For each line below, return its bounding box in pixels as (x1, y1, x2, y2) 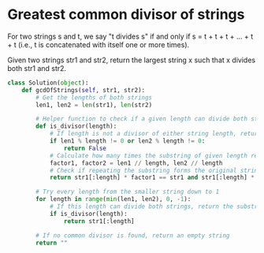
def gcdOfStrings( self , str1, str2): (21, 86, 146, 94)
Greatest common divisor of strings (7, 6, 245, 24)
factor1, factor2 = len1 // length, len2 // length (49, 159, 223, 167)
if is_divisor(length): (49, 210, 128, 218)
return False (63, 144, 107, 152)
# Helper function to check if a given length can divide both (35, 115, 247, 123)
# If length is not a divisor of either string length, (49, 130, 237, 138)
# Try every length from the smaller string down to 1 (35, 188, 220, 196)
